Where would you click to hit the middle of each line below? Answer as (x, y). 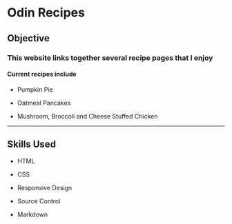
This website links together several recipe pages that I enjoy (110, 58)
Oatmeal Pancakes (44, 103)
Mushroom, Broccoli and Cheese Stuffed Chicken (87, 116)
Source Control (39, 201)
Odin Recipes (46, 13)
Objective (29, 38)
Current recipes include (42, 74)
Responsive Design (45, 187)
